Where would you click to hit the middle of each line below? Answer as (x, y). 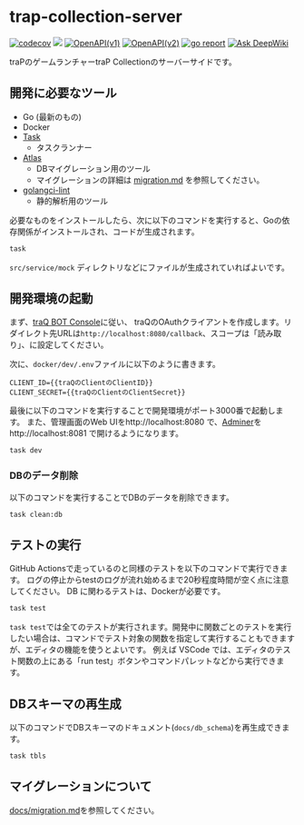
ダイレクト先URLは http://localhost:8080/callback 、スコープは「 (134, 333)
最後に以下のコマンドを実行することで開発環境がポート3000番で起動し (142, 411)
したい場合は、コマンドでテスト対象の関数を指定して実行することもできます (152, 639)
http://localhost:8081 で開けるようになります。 (97, 433)
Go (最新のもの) (52, 116)
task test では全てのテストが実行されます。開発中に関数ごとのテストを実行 (151, 627)
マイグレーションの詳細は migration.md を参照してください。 (150, 180)
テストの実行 (45, 545)
